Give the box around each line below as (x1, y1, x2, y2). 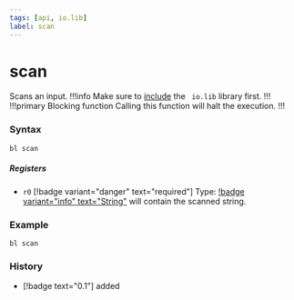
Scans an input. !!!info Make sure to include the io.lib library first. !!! (9, 91, 271, 102)
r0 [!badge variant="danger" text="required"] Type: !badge (22, 185, 245, 196)
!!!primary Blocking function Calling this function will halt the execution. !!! (9, 101, 285, 112)
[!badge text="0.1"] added (22, 281, 120, 292)
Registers (9, 163, 47, 174)
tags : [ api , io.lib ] (9, 13, 88, 23)
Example (9, 218, 49, 231)
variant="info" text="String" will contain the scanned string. (22, 195, 247, 206)
